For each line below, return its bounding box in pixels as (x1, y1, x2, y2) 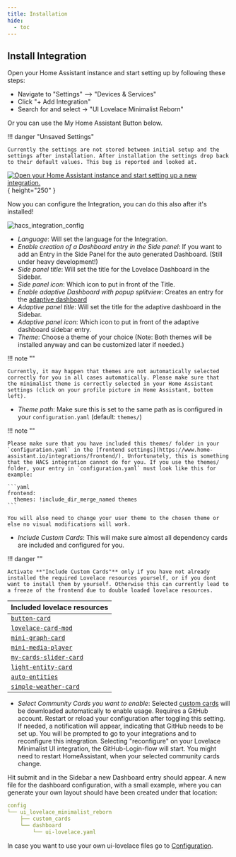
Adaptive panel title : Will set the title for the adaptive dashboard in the (17, 303, 221, 311)
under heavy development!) (17, 258, 99, 266)
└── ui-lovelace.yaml (33, 828, 97, 836)
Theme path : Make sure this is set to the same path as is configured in (17, 405, 223, 414)
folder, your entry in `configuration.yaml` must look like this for (7, 465, 217, 472)
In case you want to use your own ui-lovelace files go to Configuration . (7, 841, 213, 850)
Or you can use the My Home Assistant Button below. (7, 118, 163, 128)
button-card (11, 614, 52, 623)
